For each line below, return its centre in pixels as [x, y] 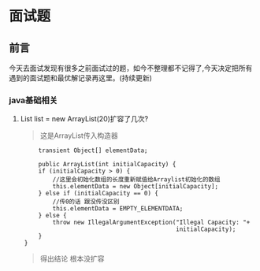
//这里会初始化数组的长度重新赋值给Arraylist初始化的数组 [136, 180]
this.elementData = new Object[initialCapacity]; [136, 187]
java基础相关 [33, 100]
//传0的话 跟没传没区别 [86, 202]
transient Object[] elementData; [93, 150]
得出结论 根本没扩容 [72, 259]
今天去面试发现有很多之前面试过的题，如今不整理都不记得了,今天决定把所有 [131, 68]
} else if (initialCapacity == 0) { [98, 194]
